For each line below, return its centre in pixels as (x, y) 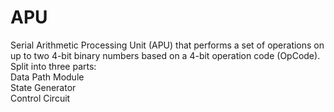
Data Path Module (47, 77)
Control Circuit (40, 98)
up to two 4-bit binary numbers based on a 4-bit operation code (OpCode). (165, 55)
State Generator (43, 87)
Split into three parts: (53, 66)
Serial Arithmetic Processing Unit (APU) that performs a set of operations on (167, 45)
